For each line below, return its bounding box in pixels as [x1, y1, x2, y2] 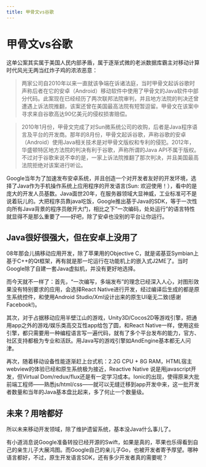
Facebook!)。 [6, 301, 41, 308]
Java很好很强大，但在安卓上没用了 [6, 232, 138, 243]
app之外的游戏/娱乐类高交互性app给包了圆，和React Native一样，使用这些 [11, 322, 199, 329]
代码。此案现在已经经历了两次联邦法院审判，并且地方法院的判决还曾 [26, 94, 199, 102]
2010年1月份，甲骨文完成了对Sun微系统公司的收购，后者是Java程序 [21, 123, 193, 131]
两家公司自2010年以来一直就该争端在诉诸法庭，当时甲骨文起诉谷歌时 [21, 79, 195, 86]
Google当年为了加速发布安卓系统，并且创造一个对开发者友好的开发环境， [6, 174, 191, 181]
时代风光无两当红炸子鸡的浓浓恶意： [6, 66, 98, 74]
